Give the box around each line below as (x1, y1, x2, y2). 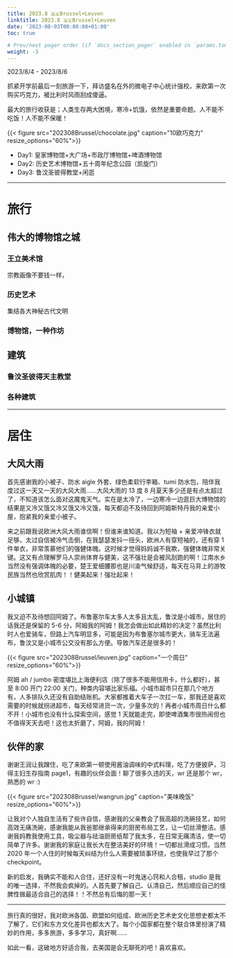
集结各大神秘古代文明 (7, 307, 68, 316)
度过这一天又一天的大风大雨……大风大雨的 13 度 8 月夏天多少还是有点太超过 (7, 486, 223, 495)
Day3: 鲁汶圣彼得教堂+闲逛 (17, 168, 95, 176)
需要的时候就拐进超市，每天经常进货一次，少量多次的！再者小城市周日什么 (7, 701, 220, 710)
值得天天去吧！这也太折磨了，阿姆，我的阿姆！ (12, 719, 147, 727)
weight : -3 (7, 49, 39, 55)
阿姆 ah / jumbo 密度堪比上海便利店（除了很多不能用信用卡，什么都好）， (7, 675, 214, 683)
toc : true (7, 29, 36, 37)
